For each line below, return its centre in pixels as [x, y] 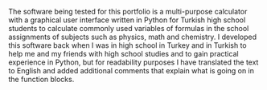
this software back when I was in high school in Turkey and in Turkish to [127, 45]
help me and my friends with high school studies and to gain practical [123, 54]
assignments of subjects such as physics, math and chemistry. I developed [133, 37]
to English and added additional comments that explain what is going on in [131, 70]
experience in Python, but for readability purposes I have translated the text [133, 62]
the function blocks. [41, 79]
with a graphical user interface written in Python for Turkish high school [127, 20]
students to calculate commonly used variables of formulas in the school [129, 28]
